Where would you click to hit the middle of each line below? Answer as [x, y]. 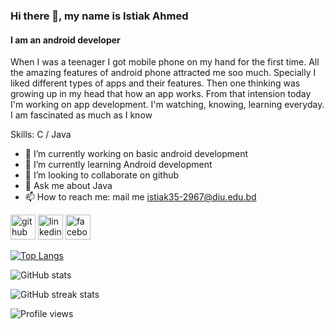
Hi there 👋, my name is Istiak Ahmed [99, 16]
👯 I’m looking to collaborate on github [102, 175]
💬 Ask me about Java [68, 186]
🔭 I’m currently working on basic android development [136, 154]
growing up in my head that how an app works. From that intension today [161, 94]
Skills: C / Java [41, 135]
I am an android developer [65, 40]
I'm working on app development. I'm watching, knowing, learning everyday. [167, 105]
